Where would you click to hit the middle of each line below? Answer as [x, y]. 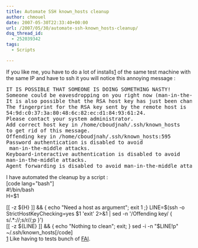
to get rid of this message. [48, 130]
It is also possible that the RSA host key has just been [92, 101]
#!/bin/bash [20, 190]
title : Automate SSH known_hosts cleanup [58, 11]
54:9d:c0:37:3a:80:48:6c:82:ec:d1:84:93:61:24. [76, 113]
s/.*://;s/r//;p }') [25, 220]
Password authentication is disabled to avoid [75, 142]
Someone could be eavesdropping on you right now [79, 95]
